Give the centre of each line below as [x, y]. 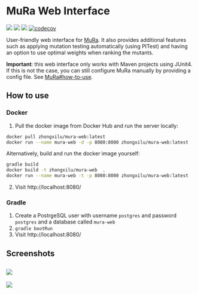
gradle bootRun [34, 229]
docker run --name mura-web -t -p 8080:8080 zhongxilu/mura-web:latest [97, 176]
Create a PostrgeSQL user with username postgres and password [96, 216]
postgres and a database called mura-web [65, 222]
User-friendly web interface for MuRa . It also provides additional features [96, 39]
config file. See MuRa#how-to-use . [50, 76]
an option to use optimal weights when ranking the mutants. [80, 53]
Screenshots [31, 253]
